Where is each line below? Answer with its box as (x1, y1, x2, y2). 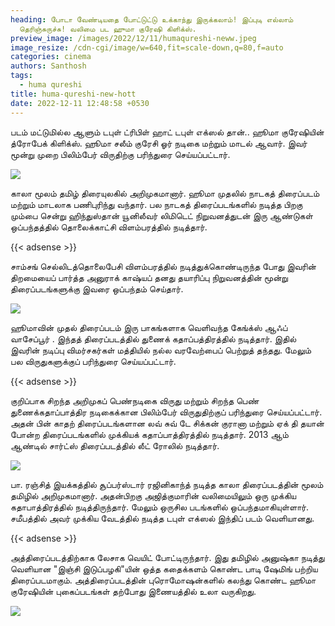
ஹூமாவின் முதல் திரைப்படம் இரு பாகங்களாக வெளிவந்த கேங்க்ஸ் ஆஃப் (10, 321, 288, 333)
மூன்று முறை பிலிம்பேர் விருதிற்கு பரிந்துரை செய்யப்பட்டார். (10, 148, 231, 160)
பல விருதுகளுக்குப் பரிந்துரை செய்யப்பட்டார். (10, 355, 177, 367)
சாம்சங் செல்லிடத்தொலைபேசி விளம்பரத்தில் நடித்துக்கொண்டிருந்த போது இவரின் (10, 260, 317, 272)
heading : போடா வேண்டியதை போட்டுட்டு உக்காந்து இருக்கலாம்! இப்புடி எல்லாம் (10, 14, 294, 25)
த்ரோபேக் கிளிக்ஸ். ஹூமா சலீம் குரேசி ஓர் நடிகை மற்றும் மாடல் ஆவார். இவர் (10, 137, 308, 149)
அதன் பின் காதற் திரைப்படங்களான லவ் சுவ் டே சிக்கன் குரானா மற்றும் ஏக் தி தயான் (10, 417, 325, 429)
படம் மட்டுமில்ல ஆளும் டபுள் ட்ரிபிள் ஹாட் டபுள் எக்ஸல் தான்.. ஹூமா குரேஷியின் (10, 126, 325, 138)
